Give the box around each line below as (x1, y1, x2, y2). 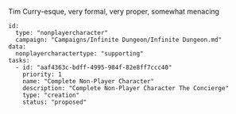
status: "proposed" (22, 98, 87, 106)
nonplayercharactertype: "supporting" (15, 50, 145, 58)
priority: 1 (22, 70, 62, 78)
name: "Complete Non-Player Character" (22, 78, 155, 85)
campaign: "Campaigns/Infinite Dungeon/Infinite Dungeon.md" (15, 36, 222, 44)
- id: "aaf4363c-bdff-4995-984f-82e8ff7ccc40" (15, 63, 172, 71)
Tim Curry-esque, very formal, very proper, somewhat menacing (8, 7, 220, 16)
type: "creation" (22, 91, 80, 99)
